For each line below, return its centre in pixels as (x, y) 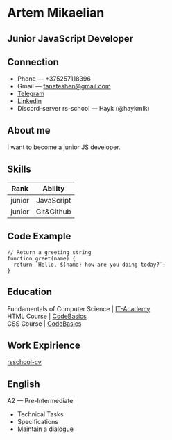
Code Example (39, 236)
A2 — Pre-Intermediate (40, 401)
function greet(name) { (42, 258)
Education (30, 292)
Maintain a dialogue (45, 429)
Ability (54, 189)
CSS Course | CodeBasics (44, 323)
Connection (33, 62)
